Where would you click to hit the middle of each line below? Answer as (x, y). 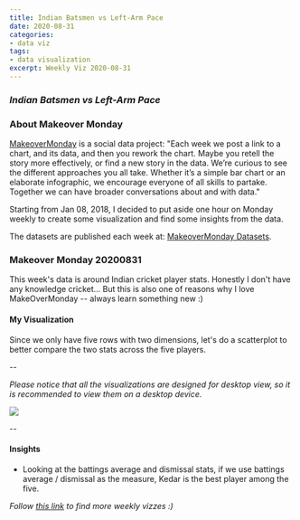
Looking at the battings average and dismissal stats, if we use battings (153, 469)
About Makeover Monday (66, 124)
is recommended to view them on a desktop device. (106, 393)
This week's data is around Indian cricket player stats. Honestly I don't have (150, 279)
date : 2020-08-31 (42, 26)
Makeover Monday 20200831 (75, 260)
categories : (32, 34)
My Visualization (42, 319)
